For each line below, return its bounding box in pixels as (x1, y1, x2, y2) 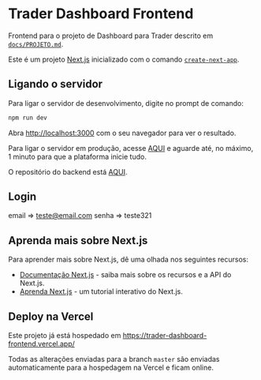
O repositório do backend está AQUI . (8, 167, 128, 176)
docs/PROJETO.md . (8, 39, 64, 48)
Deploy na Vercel (8, 310, 94, 323)
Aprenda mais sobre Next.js (8, 234, 148, 247)
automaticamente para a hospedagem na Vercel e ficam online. (8, 363, 214, 372)
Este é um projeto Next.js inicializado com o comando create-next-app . (8, 55, 240, 64)
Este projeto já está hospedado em (8, 331, 121, 340)
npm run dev (8, 114, 47, 122)
